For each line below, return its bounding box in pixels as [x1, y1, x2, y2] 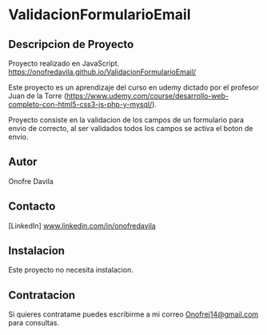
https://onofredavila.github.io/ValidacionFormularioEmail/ [8, 67, 197, 77]
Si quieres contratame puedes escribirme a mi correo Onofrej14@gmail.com [8, 309, 259, 319]
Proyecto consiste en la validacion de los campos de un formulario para [8, 115, 245, 125]
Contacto [8, 200, 56, 213]
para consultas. [8, 318, 60, 328]
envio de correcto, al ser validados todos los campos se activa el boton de [8, 124, 253, 133]
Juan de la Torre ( [8, 91, 67, 101]
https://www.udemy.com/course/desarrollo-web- [66, 91, 229, 101]
